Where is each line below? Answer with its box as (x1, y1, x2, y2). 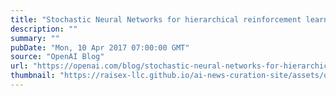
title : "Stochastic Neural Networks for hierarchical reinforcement (10, 14, 302, 25)
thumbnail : (10, 71, 56, 81)
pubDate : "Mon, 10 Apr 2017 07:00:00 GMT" (10, 42, 190, 53)
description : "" (10, 24, 78, 34)
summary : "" (10, 33, 60, 43)
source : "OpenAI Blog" (10, 52, 105, 62)
